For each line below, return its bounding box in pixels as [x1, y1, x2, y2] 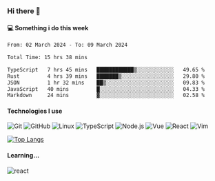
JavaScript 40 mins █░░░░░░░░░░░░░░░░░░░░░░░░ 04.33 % [7, 85, 205, 92]
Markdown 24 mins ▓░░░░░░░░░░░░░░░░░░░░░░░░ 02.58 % [7, 92, 205, 99]
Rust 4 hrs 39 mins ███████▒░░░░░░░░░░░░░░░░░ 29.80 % [7, 72, 205, 80]
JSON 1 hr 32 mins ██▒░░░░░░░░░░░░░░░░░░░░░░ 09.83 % [7, 79, 205, 86]
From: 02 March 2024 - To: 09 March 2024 [7, 41, 128, 49]
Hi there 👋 [7, 6, 41, 16]
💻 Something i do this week [7, 23, 89, 32]
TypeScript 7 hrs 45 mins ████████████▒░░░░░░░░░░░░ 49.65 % [7, 66, 205, 73]
